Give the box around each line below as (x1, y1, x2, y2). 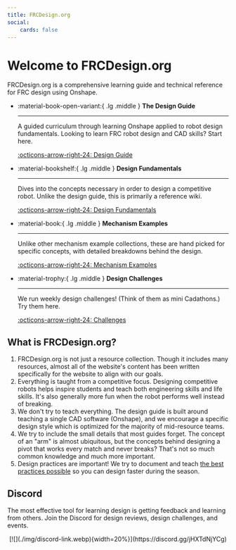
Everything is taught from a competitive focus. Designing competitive (17, 377, 218, 386)
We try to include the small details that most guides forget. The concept (17, 430, 225, 438)
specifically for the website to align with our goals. (17, 370, 164, 378)
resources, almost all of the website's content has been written (17, 363, 200, 371)
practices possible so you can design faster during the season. (17, 467, 200, 475)
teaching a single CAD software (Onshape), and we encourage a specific (17, 415, 229, 423)
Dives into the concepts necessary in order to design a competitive (17, 185, 212, 193)
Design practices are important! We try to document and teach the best (17, 460, 224, 468)
